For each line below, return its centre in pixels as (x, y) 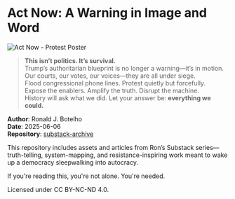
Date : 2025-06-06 (34, 126)
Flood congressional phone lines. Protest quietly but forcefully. (115, 83)
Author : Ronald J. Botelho (45, 119)
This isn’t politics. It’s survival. (70, 60)
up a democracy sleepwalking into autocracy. (73, 162)
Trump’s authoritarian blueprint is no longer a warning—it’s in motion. (124, 68)
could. (34, 105)
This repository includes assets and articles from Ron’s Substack (101, 147)
